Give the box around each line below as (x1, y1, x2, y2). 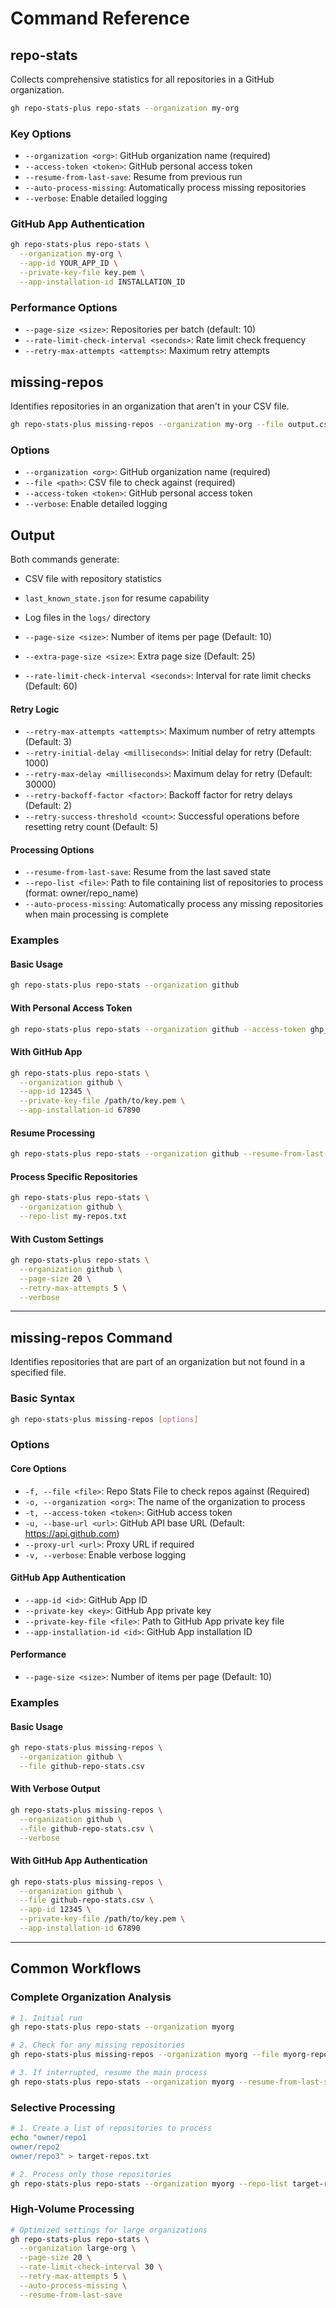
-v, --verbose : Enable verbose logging (24, 1548, 187, 1561)
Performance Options (10, 300, 118, 314)
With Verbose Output (10, 1783, 101, 1795)
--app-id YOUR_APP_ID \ (19, 258, 118, 269)
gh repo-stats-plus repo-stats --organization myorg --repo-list (10, 2178, 288, 2189)
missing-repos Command (10, 1329, 173, 1346)
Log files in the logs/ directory (24, 611, 151, 623)
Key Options (10, 127, 72, 141)
